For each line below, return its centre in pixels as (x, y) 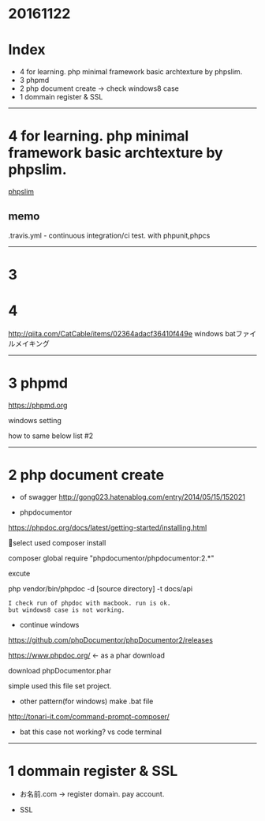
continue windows (49, 624)
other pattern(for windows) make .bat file (86, 701)
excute (19, 573)
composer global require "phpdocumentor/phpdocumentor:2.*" (111, 558)
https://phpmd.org (38, 405)
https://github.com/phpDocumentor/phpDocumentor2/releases (110, 639)
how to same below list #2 (50, 436)
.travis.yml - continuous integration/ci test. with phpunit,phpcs (109, 235)
